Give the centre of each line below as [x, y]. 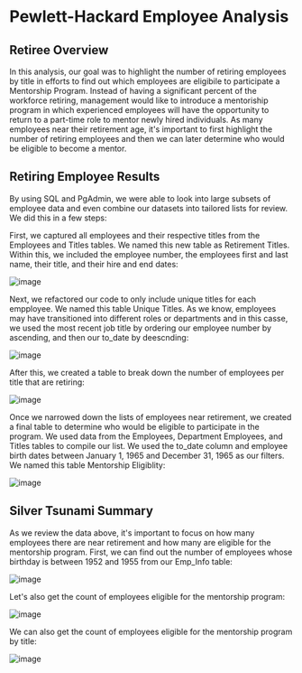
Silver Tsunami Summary [81, 511]
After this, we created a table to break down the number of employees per [147, 372]
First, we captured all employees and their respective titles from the [135, 235]
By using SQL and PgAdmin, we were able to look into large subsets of [140, 198]
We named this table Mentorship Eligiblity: [87, 465]
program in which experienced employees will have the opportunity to [139, 110]
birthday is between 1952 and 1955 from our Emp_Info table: [121, 561]
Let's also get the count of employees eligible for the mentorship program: [147, 596]
